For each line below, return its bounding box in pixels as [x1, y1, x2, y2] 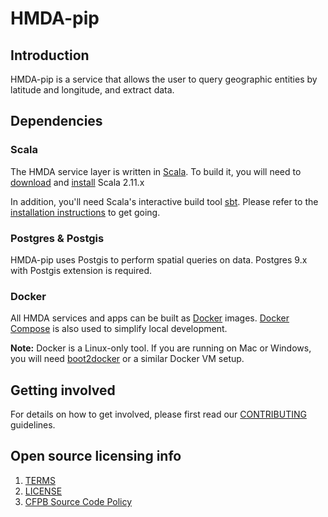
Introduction [10, 47, 90, 64]
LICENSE [24, 485, 63, 497]
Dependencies [10, 113, 103, 130]
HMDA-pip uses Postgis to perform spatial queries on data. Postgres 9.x [10, 253, 308, 266]
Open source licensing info [10, 448, 182, 465]
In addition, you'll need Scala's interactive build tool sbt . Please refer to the [10, 195, 319, 207]
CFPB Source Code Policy [24, 495, 133, 507]
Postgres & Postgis [10, 231, 105, 245]
